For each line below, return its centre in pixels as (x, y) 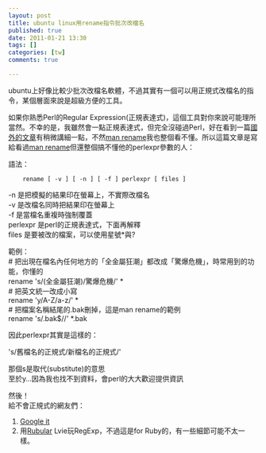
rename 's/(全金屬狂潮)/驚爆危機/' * (66, 281)
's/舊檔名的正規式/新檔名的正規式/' (65, 351)
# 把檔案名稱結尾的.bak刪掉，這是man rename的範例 (94, 309)
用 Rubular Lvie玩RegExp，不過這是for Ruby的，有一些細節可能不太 (129, 431)
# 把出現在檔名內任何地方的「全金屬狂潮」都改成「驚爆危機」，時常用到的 (128, 261)
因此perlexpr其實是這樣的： (53, 335)
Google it (35, 421)
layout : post (30, 15)
